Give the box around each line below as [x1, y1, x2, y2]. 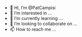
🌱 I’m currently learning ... [9, 15, 63, 21]
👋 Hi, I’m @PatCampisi [9, 5, 56, 10]
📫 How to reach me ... [9, 26, 56, 32]
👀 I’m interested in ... [9, 10, 52, 16]
